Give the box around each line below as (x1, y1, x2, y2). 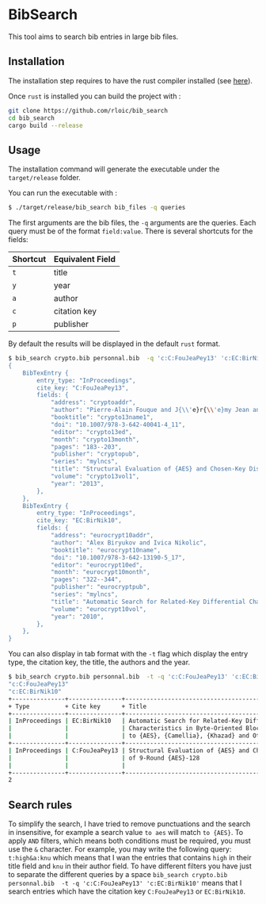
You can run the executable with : (8, 188, 117, 198)
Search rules (8, 798, 73, 811)
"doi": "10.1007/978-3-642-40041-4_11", (50, 421, 186, 429)
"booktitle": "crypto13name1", (50, 414, 154, 421)
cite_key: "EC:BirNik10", (36, 517, 123, 525)
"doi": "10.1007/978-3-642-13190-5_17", (50, 553, 186, 561)
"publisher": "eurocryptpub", (50, 583, 150, 591)
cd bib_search (8, 113, 55, 122)
